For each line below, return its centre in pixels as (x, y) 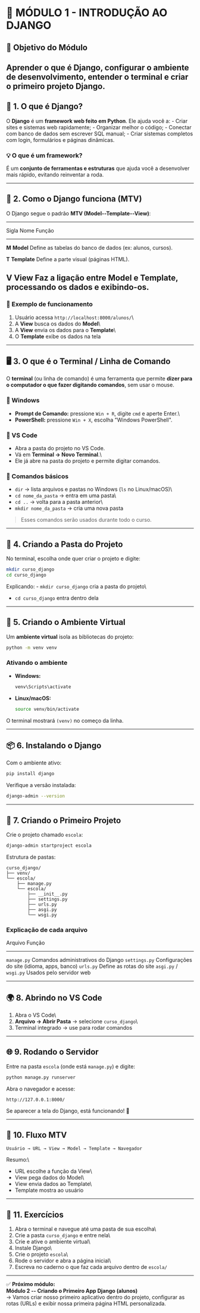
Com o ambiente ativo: (34, 763)
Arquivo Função (26, 943)
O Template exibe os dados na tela (58, 336)
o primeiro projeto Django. (56, 86)
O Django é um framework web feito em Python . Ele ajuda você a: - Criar (97, 121)
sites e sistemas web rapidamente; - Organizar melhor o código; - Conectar (99, 127)
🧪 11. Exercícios (35, 1214)
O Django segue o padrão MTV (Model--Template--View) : (79, 213)
